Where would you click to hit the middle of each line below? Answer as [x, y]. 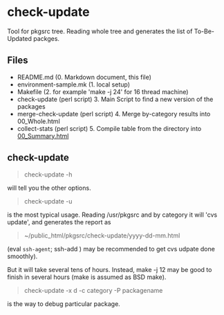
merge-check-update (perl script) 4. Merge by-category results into [114, 114]
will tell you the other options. [49, 188]
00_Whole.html [38, 121]
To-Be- [204, 31]
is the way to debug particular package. [64, 304]
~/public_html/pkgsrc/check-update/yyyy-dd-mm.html [102, 235]
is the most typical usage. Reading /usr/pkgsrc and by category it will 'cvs [112, 215]
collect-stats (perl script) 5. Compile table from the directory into [109, 128]
